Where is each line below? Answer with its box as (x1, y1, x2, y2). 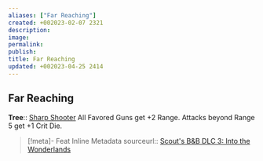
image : (8, 33, 30, 42)
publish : (8, 48, 37, 56)
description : (8, 26, 51, 34)
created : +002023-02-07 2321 (8, 19, 104, 27)
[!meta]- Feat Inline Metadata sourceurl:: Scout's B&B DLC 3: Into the (27, 136, 250, 145)
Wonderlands (27, 145, 71, 154)
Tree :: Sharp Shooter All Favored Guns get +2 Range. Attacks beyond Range (8, 112, 255, 122)
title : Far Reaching (8, 56, 76, 64)
